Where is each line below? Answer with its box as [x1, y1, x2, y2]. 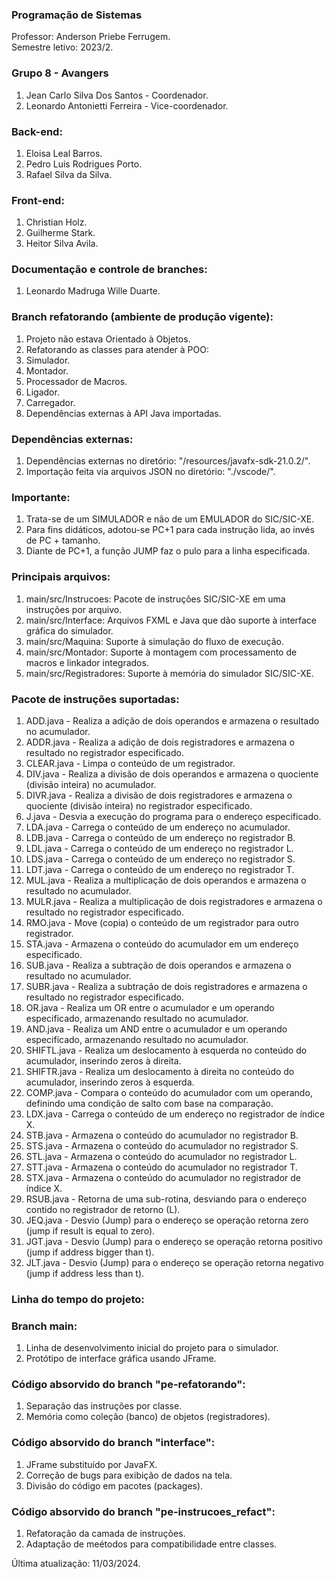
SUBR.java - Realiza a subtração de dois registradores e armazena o [25, 980, 308, 992]
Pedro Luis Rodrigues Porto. [25, 158, 143, 170]
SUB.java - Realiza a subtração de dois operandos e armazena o [25, 959, 292, 971]
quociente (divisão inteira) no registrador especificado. [25, 799, 253, 812]
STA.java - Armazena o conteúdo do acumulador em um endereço [25, 938, 299, 950]
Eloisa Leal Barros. [25, 147, 103, 159]
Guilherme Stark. [25, 227, 96, 239]
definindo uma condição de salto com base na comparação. [25, 1097, 274, 1109]
